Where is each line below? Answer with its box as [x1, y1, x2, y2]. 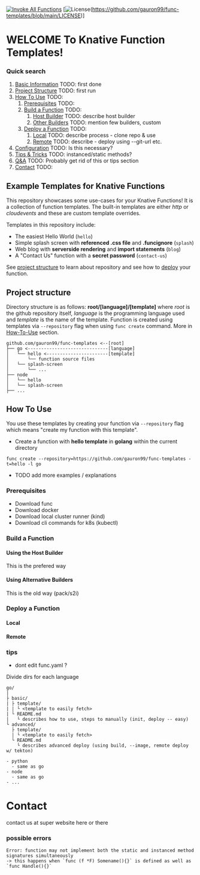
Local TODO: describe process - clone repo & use [32, 132, 156, 139]
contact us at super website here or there [6, 819, 108, 826]
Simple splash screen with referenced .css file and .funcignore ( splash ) [14, 239, 195, 246]
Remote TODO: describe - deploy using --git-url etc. [32, 138, 162, 145]
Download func [14, 500, 53, 507]
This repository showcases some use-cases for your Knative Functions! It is [6, 197, 193, 204]
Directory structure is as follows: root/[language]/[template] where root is [6, 303, 190, 311]
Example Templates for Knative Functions [6, 181, 165, 191]
